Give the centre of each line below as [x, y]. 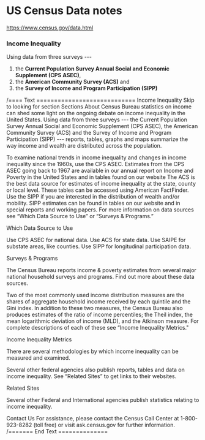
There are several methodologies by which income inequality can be [92, 351]
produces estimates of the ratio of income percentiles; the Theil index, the [99, 315]
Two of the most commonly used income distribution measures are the [95, 295]
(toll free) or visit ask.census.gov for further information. [104, 425]
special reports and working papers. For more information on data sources [100, 210]
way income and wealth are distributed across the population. [84, 146]
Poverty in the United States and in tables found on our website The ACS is [101, 177]
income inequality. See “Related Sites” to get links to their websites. [91, 376]
